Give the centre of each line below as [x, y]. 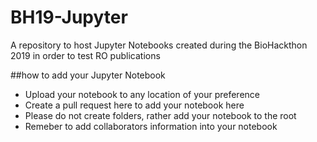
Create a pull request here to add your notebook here [134, 105]
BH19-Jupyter [69, 17]
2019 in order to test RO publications [85, 55]
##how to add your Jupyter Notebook [88, 75]
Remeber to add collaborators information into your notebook [151, 126]
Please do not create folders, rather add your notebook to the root [160, 115]
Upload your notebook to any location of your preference [142, 94]
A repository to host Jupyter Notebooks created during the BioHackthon [159, 45]
